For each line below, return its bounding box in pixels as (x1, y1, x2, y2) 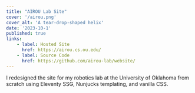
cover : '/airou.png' (6, 14, 57, 20)
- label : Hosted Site (16, 42, 70, 48)
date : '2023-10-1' (6, 25, 51, 31)
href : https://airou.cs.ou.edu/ (21, 47, 101, 53)
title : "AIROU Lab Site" (6, 8, 67, 15)
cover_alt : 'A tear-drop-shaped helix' (6, 19, 104, 25)
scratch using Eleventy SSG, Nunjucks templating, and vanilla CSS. (6, 80, 168, 87)
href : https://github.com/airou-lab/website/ (21, 58, 135, 64)
